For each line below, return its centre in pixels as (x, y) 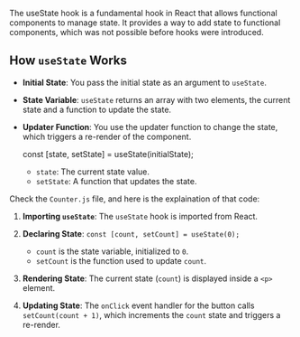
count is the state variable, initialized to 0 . (112, 251)
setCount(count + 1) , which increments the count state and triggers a (151, 314)
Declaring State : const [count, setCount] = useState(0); (131, 233)
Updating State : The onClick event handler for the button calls (138, 305)
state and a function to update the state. (97, 109)
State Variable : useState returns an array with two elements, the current (156, 99)
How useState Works (68, 61)
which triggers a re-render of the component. (107, 136)
